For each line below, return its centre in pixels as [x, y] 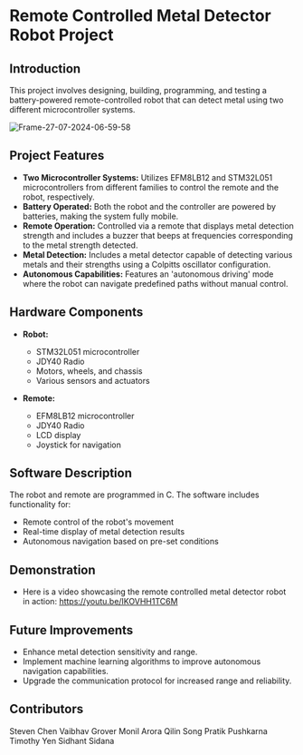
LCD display [58, 435]
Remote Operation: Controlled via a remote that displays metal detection [158, 226]
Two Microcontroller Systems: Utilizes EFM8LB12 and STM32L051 [147, 177]
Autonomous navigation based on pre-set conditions [120, 542]
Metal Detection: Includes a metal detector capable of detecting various [157, 254]
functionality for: [40, 505]
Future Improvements [71, 630]
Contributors [47, 709]
